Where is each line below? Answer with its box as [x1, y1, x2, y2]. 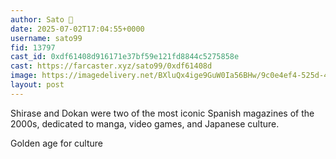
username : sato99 [10, 33, 83, 43]
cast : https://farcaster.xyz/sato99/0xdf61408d [10, 61, 213, 71]
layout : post [10, 80, 65, 90]
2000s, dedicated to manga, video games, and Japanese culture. [10, 117, 280, 130]
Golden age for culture [10, 137, 104, 149]
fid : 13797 [10, 42, 56, 53]
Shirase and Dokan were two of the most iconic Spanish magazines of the [10, 107, 315, 119]
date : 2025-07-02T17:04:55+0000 [10, 24, 145, 34]
